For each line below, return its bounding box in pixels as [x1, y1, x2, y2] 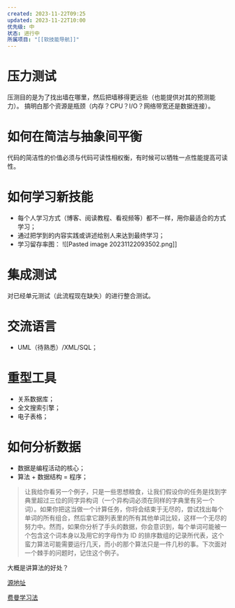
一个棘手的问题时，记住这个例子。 [24, 549, 123, 557]
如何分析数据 [7, 439, 82, 455]
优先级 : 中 [7, 23, 35, 30]
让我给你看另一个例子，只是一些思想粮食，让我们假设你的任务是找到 [24, 487, 221, 495]
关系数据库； [17, 395, 55, 403]
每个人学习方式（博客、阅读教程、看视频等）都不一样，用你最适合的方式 [17, 213, 226, 222]
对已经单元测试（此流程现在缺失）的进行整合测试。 [7, 291, 155, 299]
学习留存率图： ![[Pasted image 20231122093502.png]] [17, 239, 178, 248]
